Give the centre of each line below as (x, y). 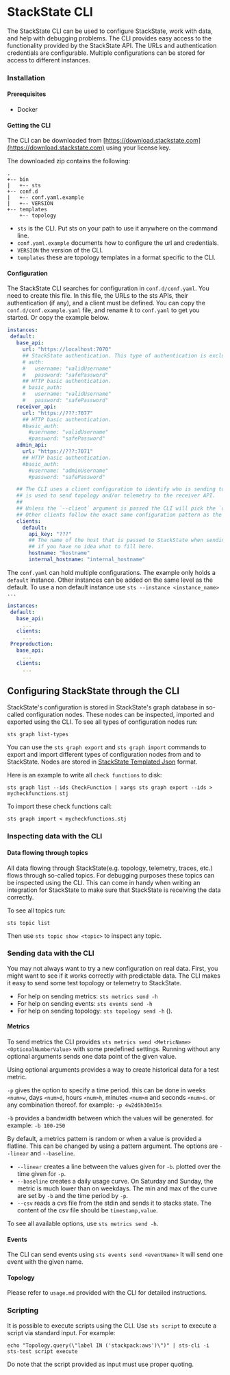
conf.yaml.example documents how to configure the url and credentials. (118, 243)
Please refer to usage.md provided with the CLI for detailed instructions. (107, 1293)
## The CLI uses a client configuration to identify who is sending (116, 489)
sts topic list (29, 923)
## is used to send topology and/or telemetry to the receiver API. (116, 496)
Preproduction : (31, 644)
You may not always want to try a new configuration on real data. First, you (113, 968)
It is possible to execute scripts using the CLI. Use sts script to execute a (112, 1326)
